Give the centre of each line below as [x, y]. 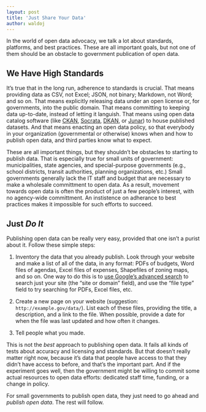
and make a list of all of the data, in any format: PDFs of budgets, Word [105, 263]
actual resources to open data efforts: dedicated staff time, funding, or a [97, 377]
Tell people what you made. [50, 333]
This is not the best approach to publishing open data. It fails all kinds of [97, 345]
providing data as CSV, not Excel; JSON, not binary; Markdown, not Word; [100, 95]
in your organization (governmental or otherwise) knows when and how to [100, 134]
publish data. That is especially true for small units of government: [90, 159]
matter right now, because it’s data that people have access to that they [97, 358]
